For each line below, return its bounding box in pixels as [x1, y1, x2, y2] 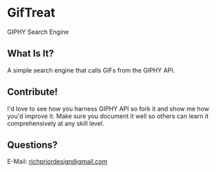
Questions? [7, 139, 58, 151]
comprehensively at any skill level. [7, 119, 105, 127]
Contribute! [7, 86, 58, 98]
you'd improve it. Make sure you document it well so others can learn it [7, 112, 209, 120]
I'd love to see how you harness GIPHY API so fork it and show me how [7, 104, 209, 113]
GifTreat [7, 5, 56, 21]
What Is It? [7, 48, 54, 59]
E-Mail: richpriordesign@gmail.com [7, 157, 108, 166]
